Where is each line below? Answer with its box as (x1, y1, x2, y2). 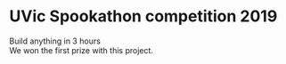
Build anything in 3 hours (9, 36, 101, 46)
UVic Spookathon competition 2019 (9, 6, 278, 27)
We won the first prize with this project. (9, 44, 154, 55)
